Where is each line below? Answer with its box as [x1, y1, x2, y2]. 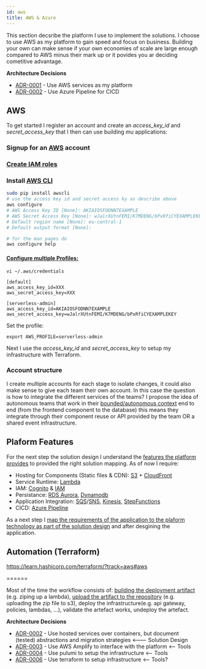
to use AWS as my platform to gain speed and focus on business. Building [6, 38, 193, 45]
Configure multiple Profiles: [6, 254, 78, 262]
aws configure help [6, 241, 56, 248]
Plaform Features [6, 437, 74, 447]
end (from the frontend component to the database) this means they [6, 406, 179, 414]
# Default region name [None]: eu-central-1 [6, 219, 122, 225]
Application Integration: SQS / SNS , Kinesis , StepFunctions [15, 497, 161, 505]
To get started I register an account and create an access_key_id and [6, 122, 181, 129]
